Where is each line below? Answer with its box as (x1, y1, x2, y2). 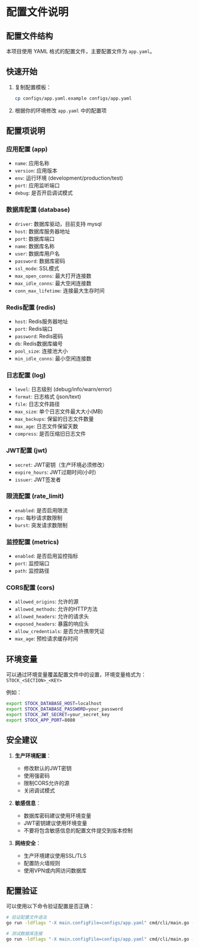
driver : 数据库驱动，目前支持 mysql (14, 220, 102, 227)
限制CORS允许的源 (23, 779, 70, 786)
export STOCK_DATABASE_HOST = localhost (6, 701, 102, 707)
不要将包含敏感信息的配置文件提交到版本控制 (23, 826, 133, 834)
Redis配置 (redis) (6, 303, 56, 311)
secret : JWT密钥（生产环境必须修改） (14, 461, 108, 468)
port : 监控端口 (14, 560, 50, 567)
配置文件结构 (6, 31, 53, 41)
